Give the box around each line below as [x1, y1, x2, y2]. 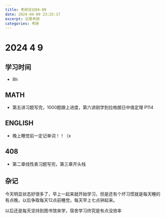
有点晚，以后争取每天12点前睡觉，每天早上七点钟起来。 [5, 197, 118, 203]
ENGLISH [5, 119, 33, 127]
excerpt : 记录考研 [5, 16, 40, 21]
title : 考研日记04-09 [5, 7, 47, 12]
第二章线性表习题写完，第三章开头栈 [12, 161, 86, 167]
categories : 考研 [5, 21, 39, 26]
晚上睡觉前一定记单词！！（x [12, 133, 71, 139]
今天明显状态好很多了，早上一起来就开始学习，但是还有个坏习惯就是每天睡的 [5, 191, 161, 197]
